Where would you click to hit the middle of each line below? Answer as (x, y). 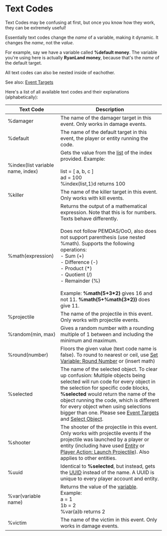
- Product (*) (76, 268)
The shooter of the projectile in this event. (109, 427)
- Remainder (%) (80, 281)
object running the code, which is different (110, 400)
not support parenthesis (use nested (103, 237)
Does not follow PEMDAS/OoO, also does (108, 231)
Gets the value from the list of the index (106, 152)
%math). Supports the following (97, 243)
